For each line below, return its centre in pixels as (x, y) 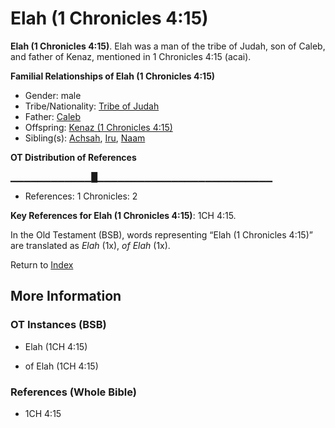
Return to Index (42, 264)
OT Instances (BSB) (58, 325)
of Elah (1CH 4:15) (61, 366)
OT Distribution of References (73, 157)
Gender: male (53, 95)
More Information (66, 296)
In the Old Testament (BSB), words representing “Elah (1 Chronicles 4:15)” (161, 234)
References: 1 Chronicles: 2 (81, 196)
